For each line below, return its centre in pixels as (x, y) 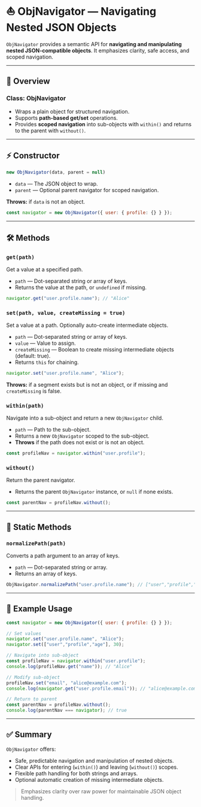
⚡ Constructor (33, 156)
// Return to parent (32, 699)
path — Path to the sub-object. (53, 430)
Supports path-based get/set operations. (66, 118)
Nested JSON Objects (61, 28)
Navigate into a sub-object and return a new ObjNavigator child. (85, 418)
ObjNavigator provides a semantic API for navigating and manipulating (94, 44)
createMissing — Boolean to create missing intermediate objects (95, 350)
